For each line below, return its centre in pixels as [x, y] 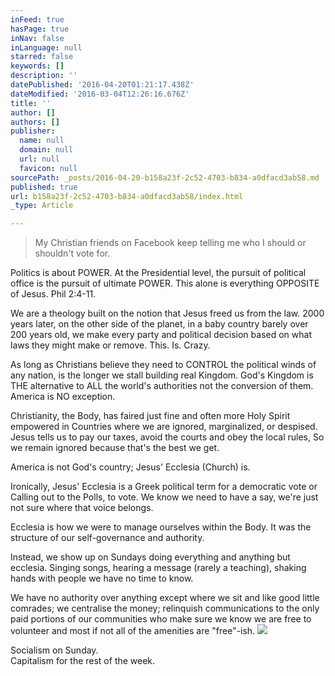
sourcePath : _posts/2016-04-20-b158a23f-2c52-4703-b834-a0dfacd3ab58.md [165, 177]
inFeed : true [37, 19]
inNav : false [37, 38]
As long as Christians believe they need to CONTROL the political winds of [163, 365]
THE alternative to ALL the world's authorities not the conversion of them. [162, 386]
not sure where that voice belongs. [82, 508]
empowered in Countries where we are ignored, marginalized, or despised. [164, 427]
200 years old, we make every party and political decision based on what [161, 335]
